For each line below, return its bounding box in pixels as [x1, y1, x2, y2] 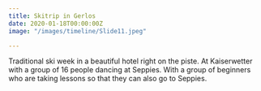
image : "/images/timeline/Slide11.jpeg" [8, 27, 148, 35]
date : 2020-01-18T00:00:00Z [8, 19, 104, 28]
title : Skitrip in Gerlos [8, 11, 96, 20]
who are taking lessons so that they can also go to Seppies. [8, 74, 208, 84]
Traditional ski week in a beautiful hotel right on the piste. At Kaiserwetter [8, 56, 253, 66]
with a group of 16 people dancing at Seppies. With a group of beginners [8, 65, 251, 75]
